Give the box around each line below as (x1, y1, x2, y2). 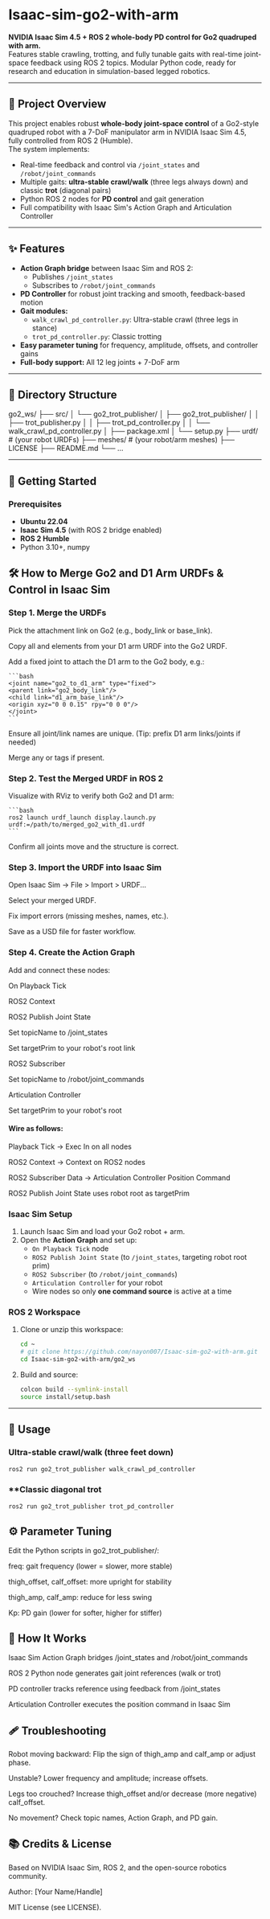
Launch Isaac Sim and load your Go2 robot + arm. (19, 1227, 186, 1236)
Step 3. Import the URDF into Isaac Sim (8, 862, 162, 873)
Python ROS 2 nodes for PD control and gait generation (19, 194, 205, 203)
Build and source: (19, 1370, 79, 1380)
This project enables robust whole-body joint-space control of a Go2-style (8, 118, 260, 128)
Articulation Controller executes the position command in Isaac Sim (8, 1700, 231, 1709)
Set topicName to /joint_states (8, 1027, 108, 1037)
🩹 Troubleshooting (8, 1724, 107, 1737)
